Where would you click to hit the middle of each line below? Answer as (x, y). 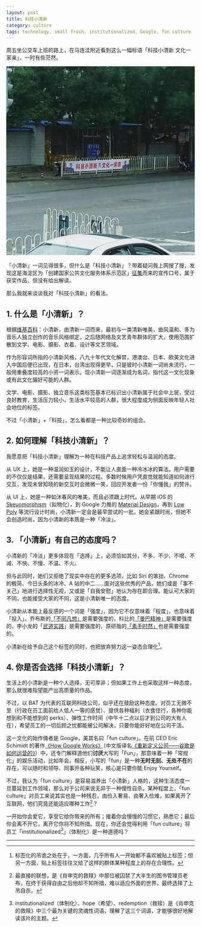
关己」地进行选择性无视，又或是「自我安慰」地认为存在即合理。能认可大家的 (100, 591)
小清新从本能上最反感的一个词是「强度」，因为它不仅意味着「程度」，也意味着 (100, 611)
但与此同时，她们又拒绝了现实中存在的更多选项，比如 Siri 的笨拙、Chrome (98, 576)
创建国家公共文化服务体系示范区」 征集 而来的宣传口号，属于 (121, 273)
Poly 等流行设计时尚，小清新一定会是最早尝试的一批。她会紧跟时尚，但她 (96, 512)
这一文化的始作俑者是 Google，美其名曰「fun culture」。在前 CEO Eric (92, 738)
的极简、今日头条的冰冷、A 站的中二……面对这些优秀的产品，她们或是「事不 (100, 583)
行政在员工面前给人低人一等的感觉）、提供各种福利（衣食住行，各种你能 (104, 711)
